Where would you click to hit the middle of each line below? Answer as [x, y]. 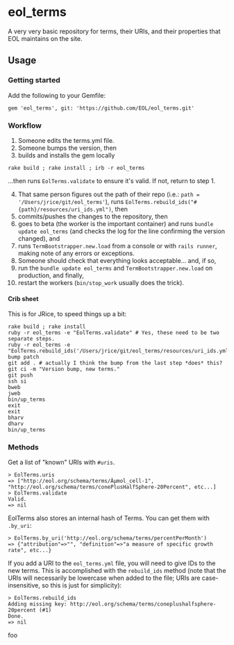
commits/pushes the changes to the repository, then [93, 216]
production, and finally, [51, 275]
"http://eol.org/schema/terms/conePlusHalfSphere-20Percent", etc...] [112, 487]
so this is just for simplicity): [82, 585]
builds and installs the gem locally [66, 155]
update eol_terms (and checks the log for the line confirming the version [121, 231]
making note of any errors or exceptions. [76, 253]
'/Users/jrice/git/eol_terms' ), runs [71, 201]
